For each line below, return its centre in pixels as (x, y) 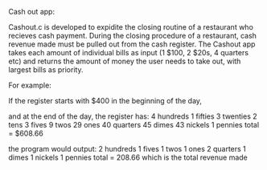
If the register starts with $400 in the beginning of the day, (105, 101)
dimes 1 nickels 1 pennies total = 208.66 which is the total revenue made (128, 157)
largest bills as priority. (46, 70)
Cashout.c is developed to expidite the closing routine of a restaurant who (131, 27)
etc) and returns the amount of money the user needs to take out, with (125, 61)
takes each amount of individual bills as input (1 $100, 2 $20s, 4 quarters (129, 53)
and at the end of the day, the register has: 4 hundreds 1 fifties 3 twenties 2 (133, 116)
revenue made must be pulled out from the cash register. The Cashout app (132, 44)
